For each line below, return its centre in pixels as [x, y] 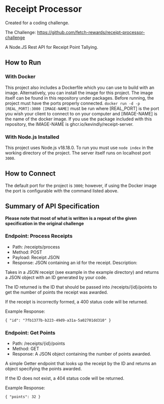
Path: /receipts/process [36, 247]
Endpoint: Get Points [30, 332]
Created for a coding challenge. [37, 23]
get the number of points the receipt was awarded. [57, 292]
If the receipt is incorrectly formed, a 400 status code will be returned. [77, 301]
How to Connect [30, 174]
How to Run [23, 63]
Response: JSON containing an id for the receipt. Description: [75, 262]
